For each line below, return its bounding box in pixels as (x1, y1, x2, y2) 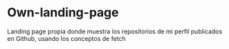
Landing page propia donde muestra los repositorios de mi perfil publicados (7, 27, 222, 35)
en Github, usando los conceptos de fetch (7, 34, 126, 42)
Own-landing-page (7, 5, 119, 20)
